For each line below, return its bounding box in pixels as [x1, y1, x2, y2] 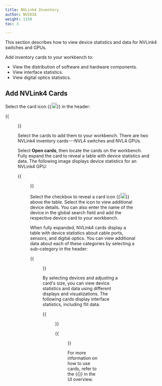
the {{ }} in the [67, 371, 96, 377]
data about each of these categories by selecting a [30, 241, 135, 247]
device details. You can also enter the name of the [30, 204, 133, 210]
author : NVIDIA [5, 12, 37, 17]
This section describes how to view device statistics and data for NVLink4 [5, 39, 157, 45]
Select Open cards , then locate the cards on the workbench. [17, 148, 142, 154]
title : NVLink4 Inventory [5, 7, 59, 12]
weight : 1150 [5, 16, 32, 21]
